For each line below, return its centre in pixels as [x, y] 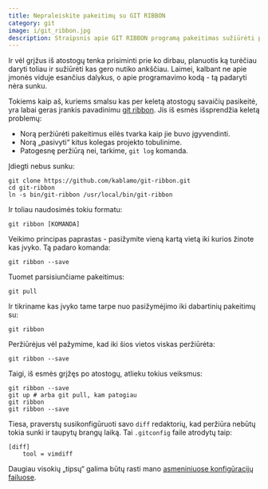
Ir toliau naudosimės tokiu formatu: [65, 210]
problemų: [25, 118]
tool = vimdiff [48, 454]
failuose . [22, 477]
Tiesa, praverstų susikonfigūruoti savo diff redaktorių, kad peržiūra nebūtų [132, 424]
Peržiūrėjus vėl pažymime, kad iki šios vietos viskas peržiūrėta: [112, 345]
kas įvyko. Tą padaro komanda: [59, 247]
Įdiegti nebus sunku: [41, 166]
